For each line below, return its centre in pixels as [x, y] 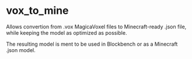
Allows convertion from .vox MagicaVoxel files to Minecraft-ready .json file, [96, 27]
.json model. [21, 50]
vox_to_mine [37, 11]
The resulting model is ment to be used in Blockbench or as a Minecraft [92, 44]
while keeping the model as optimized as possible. [67, 32]
